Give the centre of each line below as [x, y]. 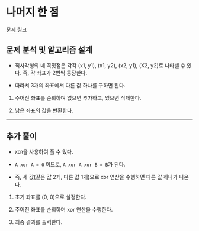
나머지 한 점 [33, 12]
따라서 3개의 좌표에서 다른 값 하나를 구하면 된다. [70, 85]
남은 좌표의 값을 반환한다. [44, 110]
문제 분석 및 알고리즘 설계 [49, 50]
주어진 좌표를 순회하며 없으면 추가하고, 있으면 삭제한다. [78, 97]
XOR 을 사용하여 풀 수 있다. [44, 152]
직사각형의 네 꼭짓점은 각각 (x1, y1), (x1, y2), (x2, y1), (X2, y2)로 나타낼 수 [100, 65]
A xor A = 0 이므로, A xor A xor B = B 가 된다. [70, 164]
